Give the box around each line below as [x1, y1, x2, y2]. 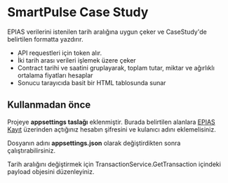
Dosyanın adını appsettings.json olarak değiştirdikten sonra [7, 139, 181, 147]
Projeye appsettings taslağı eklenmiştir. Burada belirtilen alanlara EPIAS [7, 118, 215, 126]
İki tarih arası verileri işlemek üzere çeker [17, 56, 137, 64]
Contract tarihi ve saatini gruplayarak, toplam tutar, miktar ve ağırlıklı [17, 63, 215, 72]
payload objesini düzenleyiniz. [7, 167, 95, 176]
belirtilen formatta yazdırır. [7, 34, 83, 43]
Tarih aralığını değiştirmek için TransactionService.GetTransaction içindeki [7, 160, 221, 168]
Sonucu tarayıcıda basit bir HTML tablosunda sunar [17, 78, 166, 87]
